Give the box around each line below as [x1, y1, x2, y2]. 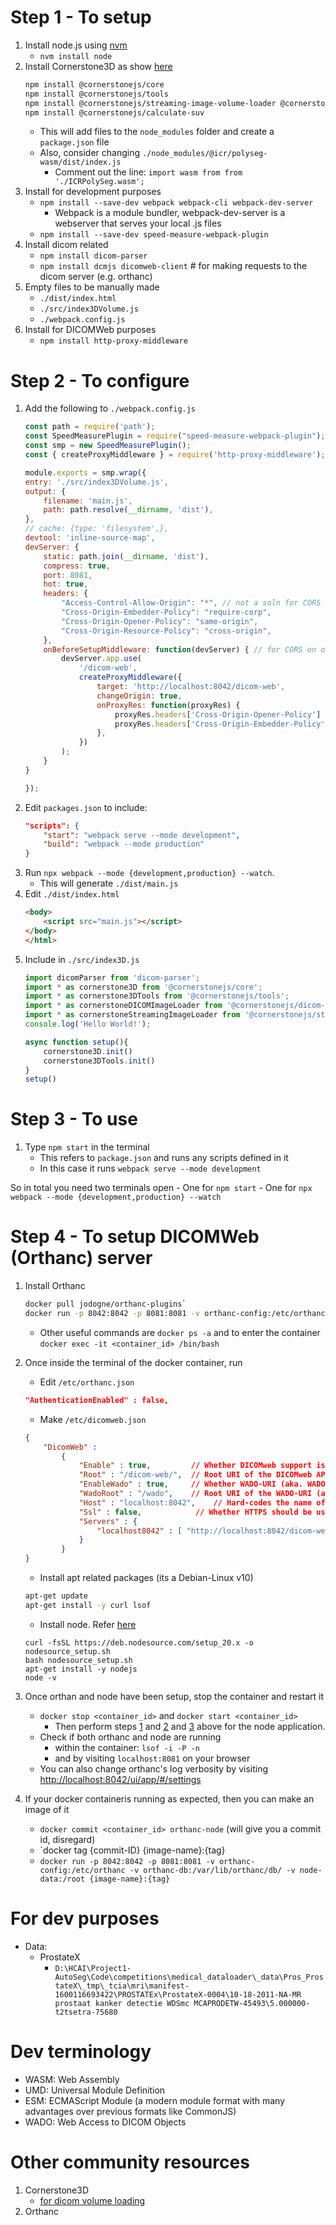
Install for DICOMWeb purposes [24, 324, 157, 336]
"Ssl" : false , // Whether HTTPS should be [78, 1507, 313, 1517]
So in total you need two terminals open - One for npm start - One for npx [10, 1182, 313, 1194]
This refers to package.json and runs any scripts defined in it [39, 1152, 289, 1164]
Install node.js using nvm [24, 39, 128, 51]
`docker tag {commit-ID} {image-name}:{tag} [39, 1844, 226, 1856]
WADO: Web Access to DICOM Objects [24, 2116, 187, 2128]
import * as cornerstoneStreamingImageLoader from [24, 1010, 241, 1020]
